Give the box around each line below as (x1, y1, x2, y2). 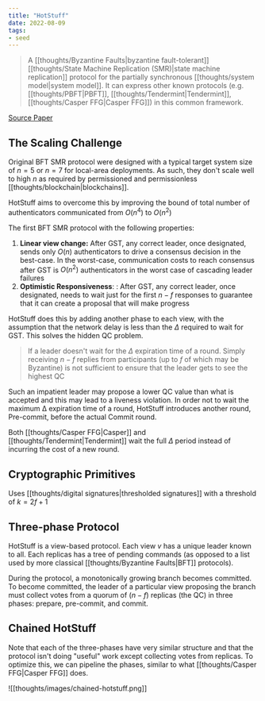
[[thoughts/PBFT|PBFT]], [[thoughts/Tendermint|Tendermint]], (27, 89, 232, 99)
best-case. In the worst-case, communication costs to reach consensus (19, 255, 255, 264)
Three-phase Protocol (8, 520, 120, 533)
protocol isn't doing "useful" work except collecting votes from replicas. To (8, 651, 254, 661)
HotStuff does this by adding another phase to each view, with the (8, 314, 225, 324)
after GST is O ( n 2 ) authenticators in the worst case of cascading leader (19, 264, 253, 275)
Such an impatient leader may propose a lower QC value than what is (8, 387, 234, 397)
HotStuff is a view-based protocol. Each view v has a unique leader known (8, 541, 252, 550)
